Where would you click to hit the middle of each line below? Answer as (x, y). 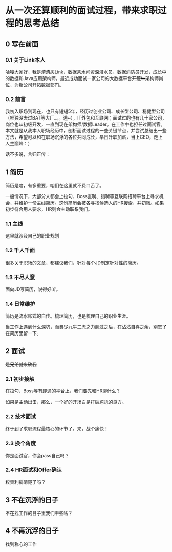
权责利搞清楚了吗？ (26, 482)
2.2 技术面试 (21, 417)
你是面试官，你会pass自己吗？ (37, 455)
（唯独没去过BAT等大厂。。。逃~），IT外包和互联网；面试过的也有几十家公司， (86, 118)
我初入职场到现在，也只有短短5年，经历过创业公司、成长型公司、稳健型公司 (85, 111)
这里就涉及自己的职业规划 (32, 236)
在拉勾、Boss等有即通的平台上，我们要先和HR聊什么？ (63, 391)
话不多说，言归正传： (28, 154)
